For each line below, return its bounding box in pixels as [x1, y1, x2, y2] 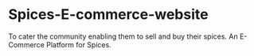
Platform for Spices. [46, 39, 111, 49]
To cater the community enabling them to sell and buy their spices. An [8, 32, 238, 41]
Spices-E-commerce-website [8, 6, 209, 24]
